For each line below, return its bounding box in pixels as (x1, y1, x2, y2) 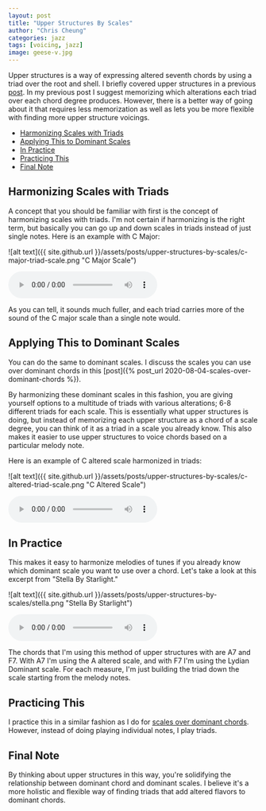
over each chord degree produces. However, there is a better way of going (8, 96, 253, 105)
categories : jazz (8, 33, 66, 42)
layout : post (8, 11, 52, 20)
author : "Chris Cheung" (8, 26, 87, 34)
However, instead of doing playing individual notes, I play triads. (8, 726, 218, 735)
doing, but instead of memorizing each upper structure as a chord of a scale (8, 415, 258, 424)
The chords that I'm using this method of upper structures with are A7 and (8, 648, 252, 657)
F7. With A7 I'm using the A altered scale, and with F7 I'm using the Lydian (8, 656, 250, 665)
